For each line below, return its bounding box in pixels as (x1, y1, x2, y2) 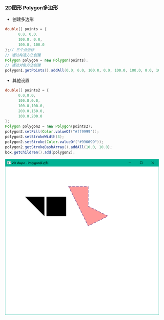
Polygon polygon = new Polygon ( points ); (5, 58, 89, 63)
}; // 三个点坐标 (5, 47, 35, 52)
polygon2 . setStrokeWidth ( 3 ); (5, 135, 64, 139)
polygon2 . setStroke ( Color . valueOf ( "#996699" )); (5, 139, 104, 144)
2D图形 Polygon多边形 (5, 4, 58, 11)
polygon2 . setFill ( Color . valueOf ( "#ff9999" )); (5, 129, 99, 134)
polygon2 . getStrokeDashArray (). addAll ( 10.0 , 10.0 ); (5, 144, 112, 150)
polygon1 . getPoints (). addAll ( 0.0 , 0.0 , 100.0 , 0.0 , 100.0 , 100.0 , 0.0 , (5, 68, 154, 73)
